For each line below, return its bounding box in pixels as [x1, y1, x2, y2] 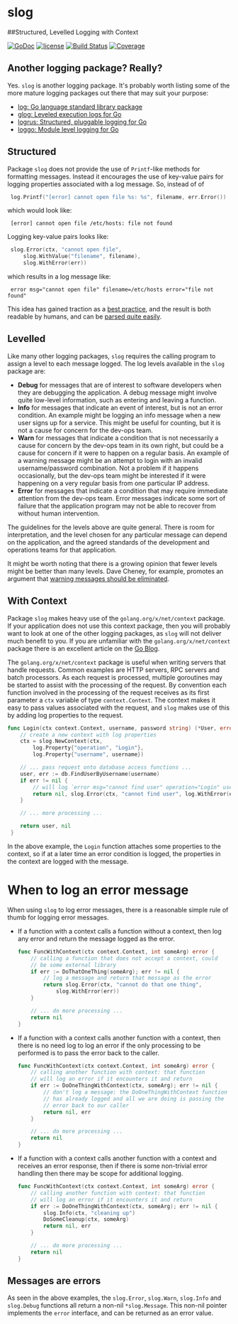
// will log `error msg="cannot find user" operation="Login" [33, 784, 220, 791]
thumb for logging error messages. [7, 913, 109, 922]
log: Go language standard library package [17, 102, 143, 111]
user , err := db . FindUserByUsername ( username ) [20, 770, 160, 777]
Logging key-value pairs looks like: [7, 233, 109, 241]
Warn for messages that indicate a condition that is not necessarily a [17, 433, 219, 442]
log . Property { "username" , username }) [33, 751, 144, 758]
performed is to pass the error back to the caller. [17, 1048, 159, 1057]
